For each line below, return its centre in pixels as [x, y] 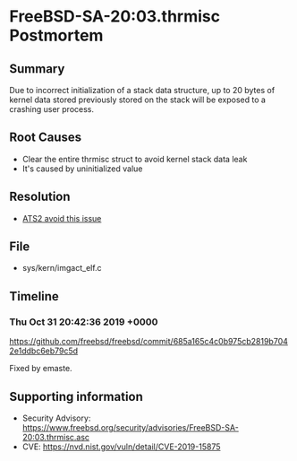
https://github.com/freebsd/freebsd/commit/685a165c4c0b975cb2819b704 [149, 342]
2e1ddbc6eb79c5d [44, 351]
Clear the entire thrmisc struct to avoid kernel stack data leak [135, 159]
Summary [37, 69]
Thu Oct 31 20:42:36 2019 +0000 [84, 322]
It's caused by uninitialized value [82, 169]
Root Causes [46, 138]
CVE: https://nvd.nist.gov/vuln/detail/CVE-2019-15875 [121, 447]
